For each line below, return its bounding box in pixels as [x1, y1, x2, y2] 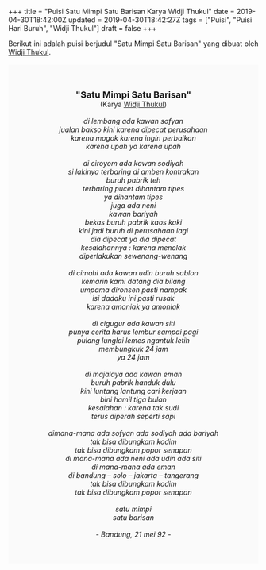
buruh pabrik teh [106, 175, 161, 185]
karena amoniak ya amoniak [86, 302, 181, 311]
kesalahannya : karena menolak [80, 243, 187, 252]
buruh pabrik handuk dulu [91, 378, 176, 387]
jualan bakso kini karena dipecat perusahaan [59, 125, 208, 134]
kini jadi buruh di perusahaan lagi [78, 226, 189, 235]
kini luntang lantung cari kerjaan [80, 387, 187, 395]
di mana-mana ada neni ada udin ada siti [64, 454, 202, 463]
